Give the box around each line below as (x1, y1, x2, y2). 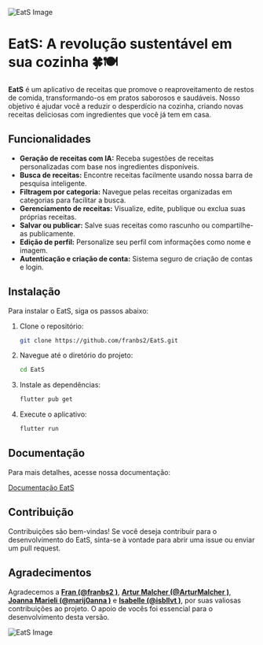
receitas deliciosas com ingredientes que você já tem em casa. (8, 109, 212, 119)
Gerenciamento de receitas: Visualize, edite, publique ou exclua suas (19, 203, 246, 213)
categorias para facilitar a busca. (19, 195, 126, 205)
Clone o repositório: (19, 321, 84, 331)
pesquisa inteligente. (19, 178, 88, 188)
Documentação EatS (8, 483, 75, 492)
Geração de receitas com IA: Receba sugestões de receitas (19, 154, 214, 163)
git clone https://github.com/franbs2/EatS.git (19, 336, 178, 344)
